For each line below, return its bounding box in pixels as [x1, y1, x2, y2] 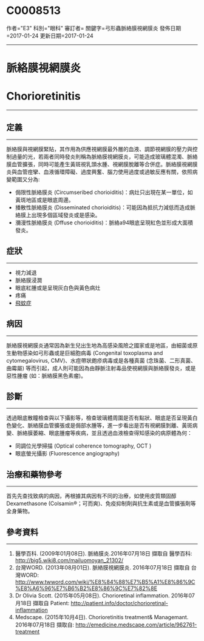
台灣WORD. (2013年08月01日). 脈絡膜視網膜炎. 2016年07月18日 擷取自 [15, 563, 190, 571]
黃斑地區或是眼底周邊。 [15, 196, 74, 203]
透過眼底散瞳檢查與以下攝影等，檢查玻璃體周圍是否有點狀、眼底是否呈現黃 [6, 414, 192, 421]
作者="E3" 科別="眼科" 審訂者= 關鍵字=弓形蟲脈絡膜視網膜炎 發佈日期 [6, 24, 181, 32]
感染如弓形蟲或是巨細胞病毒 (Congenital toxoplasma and [22, 349, 163, 357]
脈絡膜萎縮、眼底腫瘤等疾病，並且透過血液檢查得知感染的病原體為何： [16, 429, 192, 437]
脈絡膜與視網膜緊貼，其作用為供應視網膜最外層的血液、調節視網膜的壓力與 [6, 145, 192, 152]
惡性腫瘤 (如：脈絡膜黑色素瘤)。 [6, 372, 87, 379]
